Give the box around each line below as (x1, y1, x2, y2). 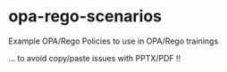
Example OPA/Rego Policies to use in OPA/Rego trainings (8, 36, 219, 46)
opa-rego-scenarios (8, 6, 163, 27)
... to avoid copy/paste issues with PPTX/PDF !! (8, 52, 181, 63)
